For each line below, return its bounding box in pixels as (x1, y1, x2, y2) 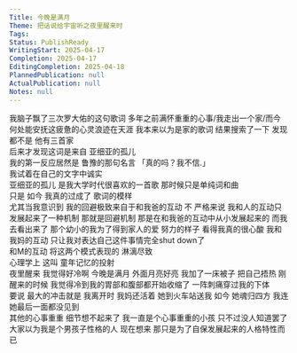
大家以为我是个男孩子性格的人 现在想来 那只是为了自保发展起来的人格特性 (9, 323, 277, 333)
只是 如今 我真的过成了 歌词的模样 (9, 190, 133, 200)
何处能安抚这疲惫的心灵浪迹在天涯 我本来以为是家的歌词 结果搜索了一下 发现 (9, 123, 288, 134)
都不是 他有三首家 (9, 135, 74, 145)
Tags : (9, 29, 29, 38)
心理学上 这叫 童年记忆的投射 (9, 256, 115, 267)
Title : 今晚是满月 (9, 12, 71, 22)
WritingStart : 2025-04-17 (9, 46, 105, 55)
